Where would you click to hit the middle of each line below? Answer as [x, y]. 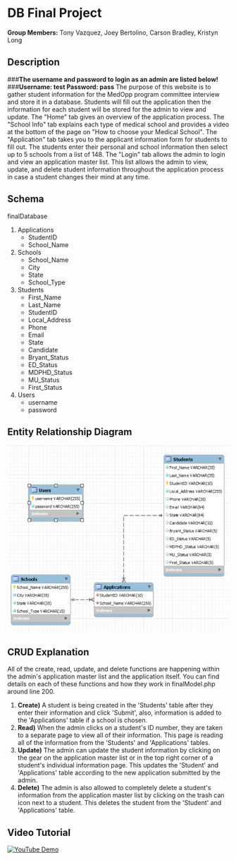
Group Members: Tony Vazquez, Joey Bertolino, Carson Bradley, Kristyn [113, 32]
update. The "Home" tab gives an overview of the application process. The [116, 117]
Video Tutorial [39, 832]
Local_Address [50, 320]
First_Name [45, 297]
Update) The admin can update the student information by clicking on [119, 751]
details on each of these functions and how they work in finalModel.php [112, 684]
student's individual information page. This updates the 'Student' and [118, 765]
